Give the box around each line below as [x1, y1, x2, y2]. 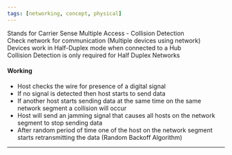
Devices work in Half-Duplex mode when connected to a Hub [7, 43, 182, 52]
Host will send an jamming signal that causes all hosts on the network [17, 111, 215, 119]
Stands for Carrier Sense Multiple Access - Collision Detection [7, 29, 184, 37]
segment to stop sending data [17, 118, 103, 127]
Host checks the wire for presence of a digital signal [17, 82, 166, 90]
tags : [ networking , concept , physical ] [7, 10, 122, 17]
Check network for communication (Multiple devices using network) [7, 36, 201, 45]
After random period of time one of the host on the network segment [17, 125, 213, 134]
